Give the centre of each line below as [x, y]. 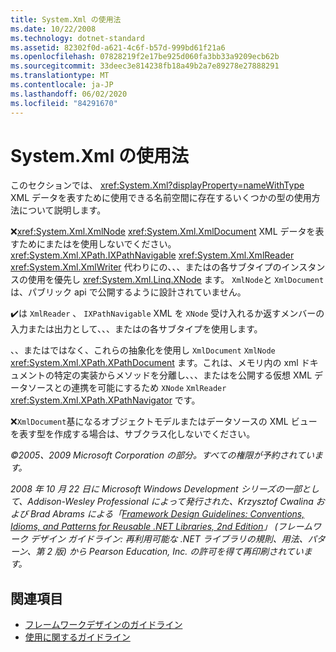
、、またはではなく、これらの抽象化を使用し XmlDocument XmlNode [143, 350]
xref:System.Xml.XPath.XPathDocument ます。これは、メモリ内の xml [154, 363]
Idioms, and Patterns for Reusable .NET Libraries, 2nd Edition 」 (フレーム [161, 527]
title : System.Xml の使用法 [66, 19]
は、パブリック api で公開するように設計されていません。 [128, 292]
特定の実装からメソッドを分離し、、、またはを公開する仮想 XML [183, 375]
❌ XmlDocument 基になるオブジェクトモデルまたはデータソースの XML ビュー [164, 422]
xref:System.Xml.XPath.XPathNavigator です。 [105, 400]
